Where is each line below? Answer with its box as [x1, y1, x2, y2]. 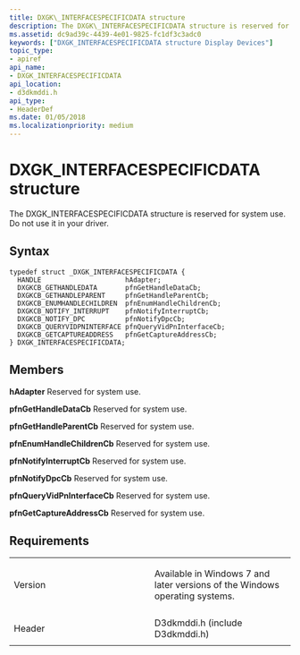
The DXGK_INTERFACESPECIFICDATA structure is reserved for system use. [9, 208, 286, 219]
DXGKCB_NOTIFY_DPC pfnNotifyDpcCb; [17, 314, 186, 323]
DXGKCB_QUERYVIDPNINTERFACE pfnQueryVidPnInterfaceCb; [17, 322, 226, 331]
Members [9, 362, 64, 378]
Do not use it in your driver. [9, 217, 109, 228]
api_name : [9, 64, 46, 72]
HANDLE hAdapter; [17, 275, 162, 285]
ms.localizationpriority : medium [9, 122, 134, 131]
